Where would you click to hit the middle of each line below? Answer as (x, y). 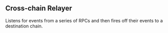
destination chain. (24, 26)
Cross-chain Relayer (39, 8)
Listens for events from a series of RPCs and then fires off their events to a (84, 20)
